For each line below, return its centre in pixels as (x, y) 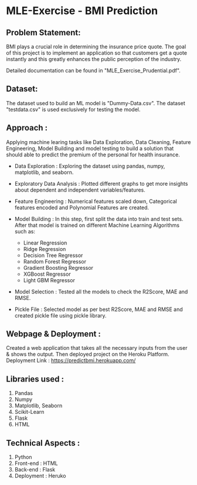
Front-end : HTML (36, 463)
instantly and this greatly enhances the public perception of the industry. (94, 59)
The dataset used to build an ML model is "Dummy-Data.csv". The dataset (96, 103)
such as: (25, 231)
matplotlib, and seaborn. (44, 172)
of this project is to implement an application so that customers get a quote (97, 53)
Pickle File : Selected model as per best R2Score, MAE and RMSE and (98, 309)
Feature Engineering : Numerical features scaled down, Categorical (96, 201)
